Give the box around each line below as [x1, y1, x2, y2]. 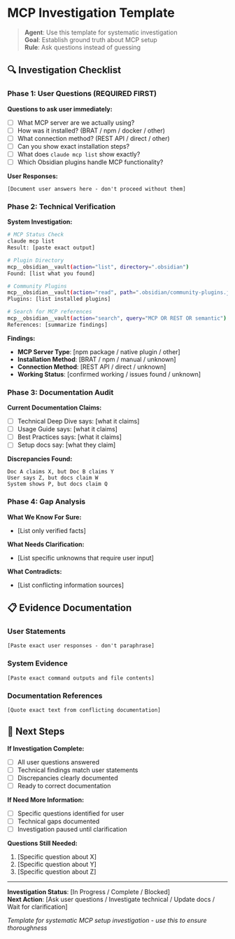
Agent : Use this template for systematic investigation [24, 28, 178, 36]
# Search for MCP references [7, 309, 92, 316]
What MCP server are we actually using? [17, 118, 135, 127]
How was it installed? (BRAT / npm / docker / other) [17, 126, 166, 135]
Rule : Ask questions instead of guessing [24, 43, 141, 51]
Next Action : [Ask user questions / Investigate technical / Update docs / [7, 896, 215, 904]
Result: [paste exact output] [7, 244, 96, 252]
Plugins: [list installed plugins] [7, 296, 111, 303]
